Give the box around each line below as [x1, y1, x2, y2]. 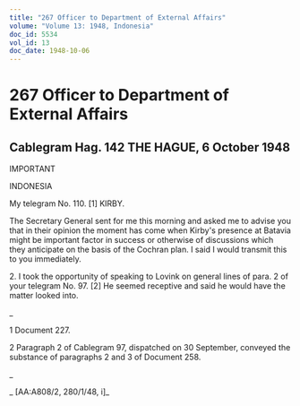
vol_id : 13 [9, 38, 50, 48]
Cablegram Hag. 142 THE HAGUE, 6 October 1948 [9, 140, 291, 155]
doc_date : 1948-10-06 [9, 47, 90, 56]
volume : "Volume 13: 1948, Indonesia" [9, 22, 154, 30]
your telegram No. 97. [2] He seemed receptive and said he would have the [9, 281, 287, 291]
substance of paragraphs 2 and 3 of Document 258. [9, 351, 201, 363]
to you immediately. [9, 254, 82, 264]
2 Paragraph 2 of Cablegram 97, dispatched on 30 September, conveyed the [9, 342, 291, 353]
